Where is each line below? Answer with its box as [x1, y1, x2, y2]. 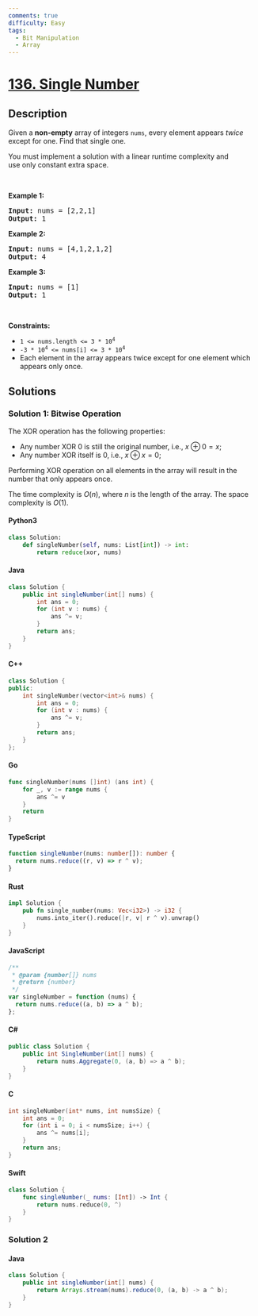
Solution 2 [8, 1234, 49, 1245]
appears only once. [19, 362, 83, 371]
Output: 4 [8, 252, 46, 262]
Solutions [8, 384, 57, 398]
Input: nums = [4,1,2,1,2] [8, 244, 113, 254]
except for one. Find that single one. [8, 137, 127, 146]
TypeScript [8, 832, 46, 841]
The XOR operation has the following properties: [8, 426, 165, 436]
